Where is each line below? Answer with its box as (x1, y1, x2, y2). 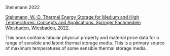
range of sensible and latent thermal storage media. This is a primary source (5, 40, 165, 46)
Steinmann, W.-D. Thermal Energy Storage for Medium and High (5, 14, 140, 20)
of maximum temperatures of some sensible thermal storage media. (5, 45, 147, 51)
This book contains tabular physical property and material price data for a (5, 35, 159, 40)
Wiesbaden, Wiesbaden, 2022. (5, 25, 70, 31)
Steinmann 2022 (5, 5, 40, 10)
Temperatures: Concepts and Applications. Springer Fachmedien (5, 20, 141, 25)
